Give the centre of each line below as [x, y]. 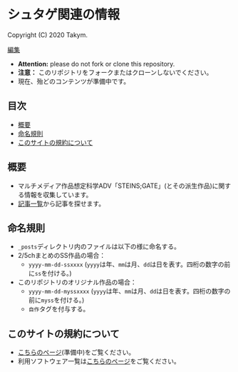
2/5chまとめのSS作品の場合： [61, 256]
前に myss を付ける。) [56, 300]
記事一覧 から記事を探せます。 [61, 203]
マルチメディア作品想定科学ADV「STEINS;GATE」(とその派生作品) [115, 186]
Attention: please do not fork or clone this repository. [96, 64]
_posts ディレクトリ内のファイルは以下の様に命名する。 [99, 246]
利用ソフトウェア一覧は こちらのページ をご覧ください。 [99, 361]
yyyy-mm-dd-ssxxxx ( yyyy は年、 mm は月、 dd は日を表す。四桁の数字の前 [129, 264]
